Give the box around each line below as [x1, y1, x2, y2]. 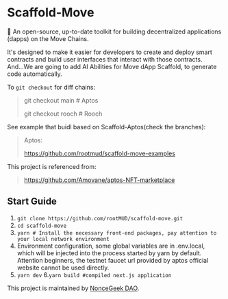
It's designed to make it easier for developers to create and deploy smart [7, 48, 212, 56]
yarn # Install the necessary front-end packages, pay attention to [16, 229, 217, 237]
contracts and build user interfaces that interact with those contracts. [7, 55, 203, 63]
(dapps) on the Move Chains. [7, 34, 89, 42]
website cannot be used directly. [16, 263, 110, 272]
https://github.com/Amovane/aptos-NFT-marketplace [23, 176, 175, 184]
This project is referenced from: [7, 162, 97, 170]
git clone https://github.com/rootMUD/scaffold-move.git [16, 215, 183, 222]
